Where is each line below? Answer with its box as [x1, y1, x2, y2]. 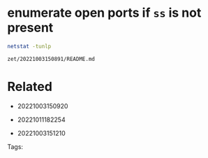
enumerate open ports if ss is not [7, 5, 202, 21]
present [7, 20, 54, 36]
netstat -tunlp [7, 43, 52, 50]
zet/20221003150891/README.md [7, 55, 96, 62]
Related [7, 79, 52, 94]
